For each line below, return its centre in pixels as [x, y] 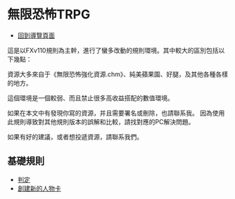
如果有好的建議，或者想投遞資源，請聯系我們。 [75, 137]
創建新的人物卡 [39, 188]
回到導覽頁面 [36, 35]
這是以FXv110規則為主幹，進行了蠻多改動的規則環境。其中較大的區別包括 [113, 50]
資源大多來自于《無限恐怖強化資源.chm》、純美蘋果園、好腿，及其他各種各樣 [118, 74]
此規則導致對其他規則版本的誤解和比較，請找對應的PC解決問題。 [101, 121]
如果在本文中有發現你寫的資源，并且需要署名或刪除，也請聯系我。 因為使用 [116, 113]
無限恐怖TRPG [49, 14]
